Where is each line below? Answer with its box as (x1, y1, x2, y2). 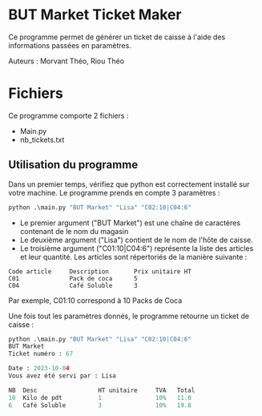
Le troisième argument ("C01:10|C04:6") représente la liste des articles (19, 243, 254, 253)
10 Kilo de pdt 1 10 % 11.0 (8, 394, 192, 402)
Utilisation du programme (8, 158, 139, 172)
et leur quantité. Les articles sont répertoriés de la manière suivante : (19, 252, 248, 261)
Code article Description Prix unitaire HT (8, 267, 192, 276)
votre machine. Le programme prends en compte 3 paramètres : (8, 188, 220, 197)
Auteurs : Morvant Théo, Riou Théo (8, 56, 125, 66)
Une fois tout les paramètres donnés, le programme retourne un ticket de (8, 311, 250, 321)
